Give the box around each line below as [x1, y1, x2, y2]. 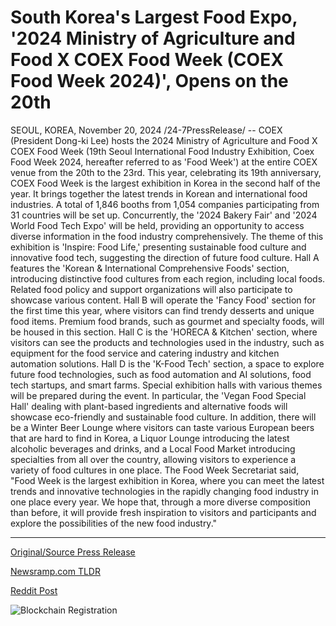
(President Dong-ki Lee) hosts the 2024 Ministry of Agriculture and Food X [10, 134, 318, 146]
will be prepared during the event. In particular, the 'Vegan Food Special [10, 389, 307, 401]
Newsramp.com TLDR [10, 565, 101, 577]
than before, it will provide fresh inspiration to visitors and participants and [10, 506, 317, 518]
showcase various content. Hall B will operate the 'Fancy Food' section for [10, 294, 317, 306]
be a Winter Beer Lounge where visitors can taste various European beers [10, 421, 315, 433]
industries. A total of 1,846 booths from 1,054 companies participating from [10, 198, 320, 210]
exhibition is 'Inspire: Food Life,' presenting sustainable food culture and [10, 241, 307, 253]
